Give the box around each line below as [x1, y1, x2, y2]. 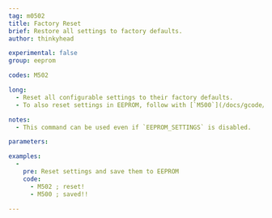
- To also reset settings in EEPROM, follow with [15, 100, 186, 109]
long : [8, 86, 27, 94]
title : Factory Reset [8, 19, 82, 28]
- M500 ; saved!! [29, 190, 89, 199]
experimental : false [8, 49, 79, 58]
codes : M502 [8, 71, 49, 79]
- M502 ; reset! [29, 182, 85, 190]
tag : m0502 [8, 11, 45, 20]
